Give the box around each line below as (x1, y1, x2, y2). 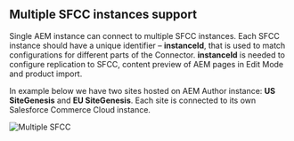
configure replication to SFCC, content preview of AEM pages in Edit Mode (9, 59, 284, 69)
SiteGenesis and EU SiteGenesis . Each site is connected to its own (9, 95, 257, 106)
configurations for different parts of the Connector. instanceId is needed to (9, 49, 285, 60)
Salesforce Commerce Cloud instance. (9, 104, 151, 114)
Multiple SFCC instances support (9, 7, 198, 22)
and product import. (9, 68, 83, 79)
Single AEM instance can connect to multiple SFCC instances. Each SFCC (9, 30, 281, 41)
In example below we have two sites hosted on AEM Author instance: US (9, 85, 276, 96)
